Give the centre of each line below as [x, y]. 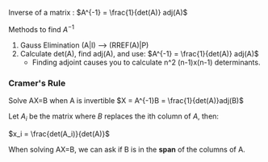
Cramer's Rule [37, 83]
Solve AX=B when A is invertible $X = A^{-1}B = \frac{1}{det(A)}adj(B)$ [126, 100]
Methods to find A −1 [42, 29]
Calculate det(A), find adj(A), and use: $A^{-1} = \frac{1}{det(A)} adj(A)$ [140, 53]
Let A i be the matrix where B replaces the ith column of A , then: [114, 117]
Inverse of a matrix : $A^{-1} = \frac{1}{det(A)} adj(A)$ [98, 12]
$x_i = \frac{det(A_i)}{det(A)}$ [59, 134]
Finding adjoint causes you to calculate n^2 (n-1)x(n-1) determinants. [146, 62]
